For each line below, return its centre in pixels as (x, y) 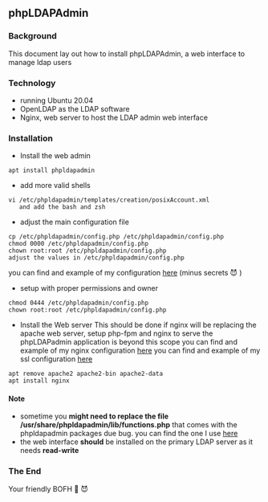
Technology (32, 83)
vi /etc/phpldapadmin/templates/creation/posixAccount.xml (109, 200)
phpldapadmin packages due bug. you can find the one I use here (129, 434)
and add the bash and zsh (62, 207)
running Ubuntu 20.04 (57, 100)
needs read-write (49, 451)
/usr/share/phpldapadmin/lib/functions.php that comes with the (129, 425)
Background (33, 36)
